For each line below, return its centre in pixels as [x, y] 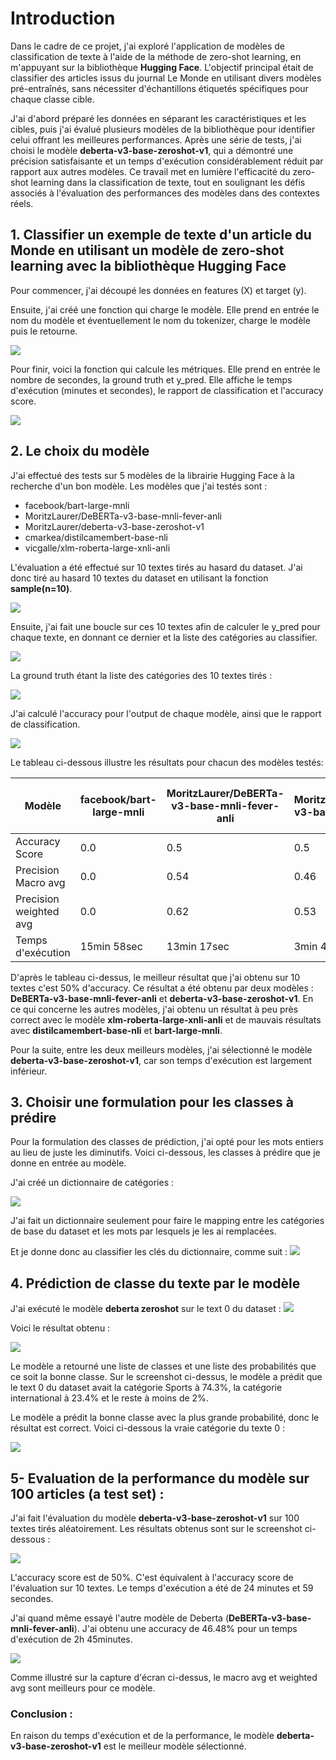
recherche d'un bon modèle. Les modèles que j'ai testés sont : [139, 486]
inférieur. [29, 1071]
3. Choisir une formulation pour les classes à [152, 1102]
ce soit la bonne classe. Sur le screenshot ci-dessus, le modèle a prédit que [166, 1377]
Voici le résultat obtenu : [60, 1328]
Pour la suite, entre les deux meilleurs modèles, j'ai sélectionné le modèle [161, 1049]
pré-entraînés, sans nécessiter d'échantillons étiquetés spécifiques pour [159, 88]
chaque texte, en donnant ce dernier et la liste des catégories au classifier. [164, 637]
